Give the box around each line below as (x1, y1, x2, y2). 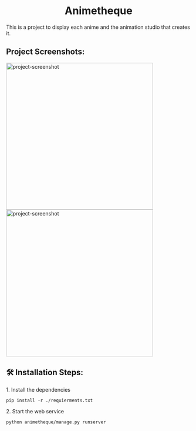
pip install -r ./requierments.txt (6, 398, 93, 403)
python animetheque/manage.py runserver (6, 419, 107, 425)
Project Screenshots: (6, 47, 85, 57)
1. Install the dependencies (6, 386, 70, 393)
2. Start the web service (6, 408, 65, 415)
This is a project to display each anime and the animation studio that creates (6, 23, 191, 31)
